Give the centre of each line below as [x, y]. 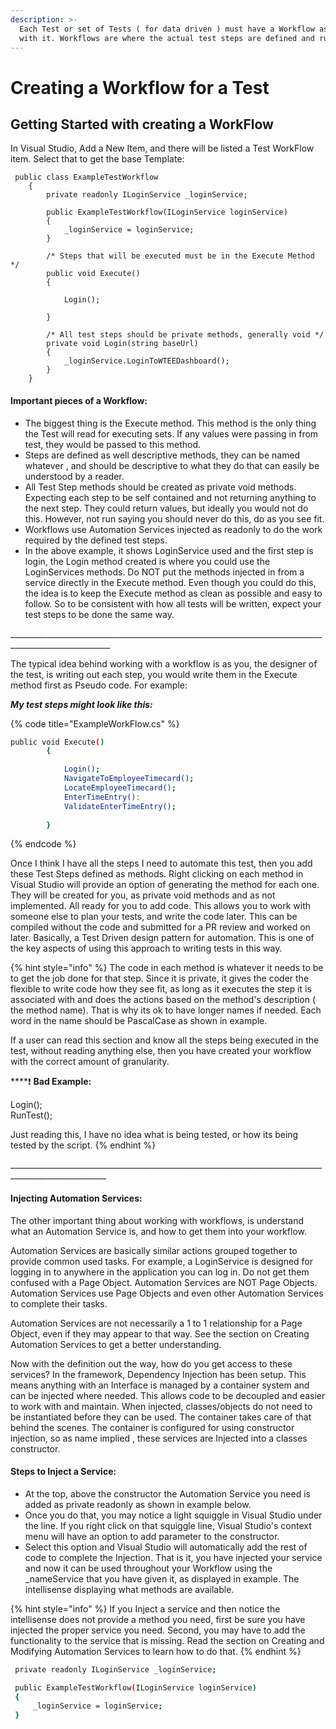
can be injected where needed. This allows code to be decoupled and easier [168, 1395]
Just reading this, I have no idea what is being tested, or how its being [154, 1135]
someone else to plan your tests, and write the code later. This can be [154, 917]
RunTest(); [31, 1115]
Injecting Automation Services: [76, 1198]
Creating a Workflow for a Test [140, 87]
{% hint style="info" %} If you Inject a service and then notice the [145, 1608]
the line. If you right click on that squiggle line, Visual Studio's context [168, 1525]
